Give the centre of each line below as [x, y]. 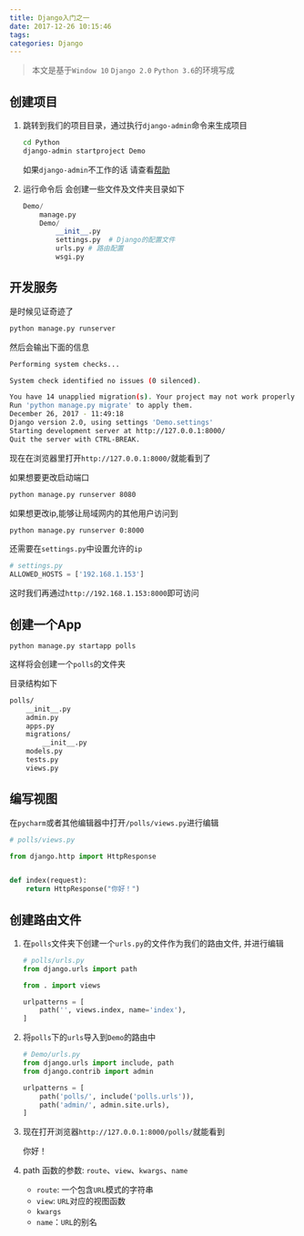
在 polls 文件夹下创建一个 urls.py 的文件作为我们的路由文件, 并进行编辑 [153, 943]
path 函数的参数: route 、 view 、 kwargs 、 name [105, 1170]
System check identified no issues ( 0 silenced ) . [106, 380]
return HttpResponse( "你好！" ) [83, 889]
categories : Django [46, 43]
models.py [45, 752]
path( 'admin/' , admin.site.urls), [105, 1105]
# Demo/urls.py [51, 1055]
